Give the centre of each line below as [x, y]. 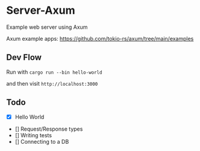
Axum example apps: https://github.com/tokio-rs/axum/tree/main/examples [100, 38]
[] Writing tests [33, 135]
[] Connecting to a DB [42, 141]
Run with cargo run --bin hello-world [54, 72]
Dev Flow [24, 58]
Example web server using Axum [47, 27]
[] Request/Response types [49, 129]
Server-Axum [41, 10]
